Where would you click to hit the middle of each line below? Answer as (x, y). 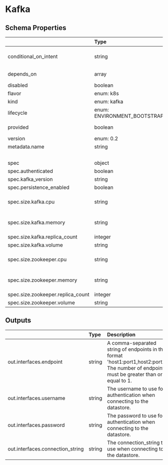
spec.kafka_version (30, 179)
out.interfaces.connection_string (46, 448)
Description (121, 334)
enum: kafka (109, 101)
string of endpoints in (132, 349)
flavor (14, 93)
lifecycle (17, 113)
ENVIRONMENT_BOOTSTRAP (129, 116)
